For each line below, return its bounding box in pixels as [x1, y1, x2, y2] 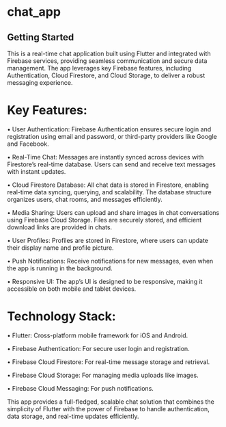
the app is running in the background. [7, 264, 113, 272]
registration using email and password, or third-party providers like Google [7, 132, 217, 140]
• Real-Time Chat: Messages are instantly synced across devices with [7, 153, 204, 161]
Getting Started [7, 31, 74, 43]
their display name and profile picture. [7, 244, 114, 252]
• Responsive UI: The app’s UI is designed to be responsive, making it [7, 277, 203, 285]
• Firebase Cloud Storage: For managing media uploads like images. [7, 371, 199, 379]
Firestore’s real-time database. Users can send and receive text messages [7, 160, 216, 168]
